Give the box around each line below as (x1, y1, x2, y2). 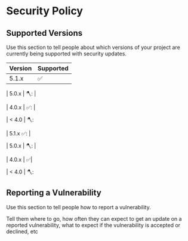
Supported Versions (6, 28, 82, 38)
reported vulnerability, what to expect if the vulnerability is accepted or (6, 221, 181, 228)
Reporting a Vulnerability (6, 188, 101, 198)
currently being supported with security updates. (6, 50, 127, 57)
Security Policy (6, 4, 84, 18)
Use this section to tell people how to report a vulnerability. (6, 203, 151, 211)
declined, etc (6, 228, 39, 235)
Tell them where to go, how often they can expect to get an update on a (6, 215, 182, 222)
